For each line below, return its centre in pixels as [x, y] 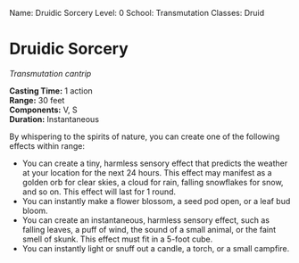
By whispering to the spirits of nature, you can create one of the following [145, 136]
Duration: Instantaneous [54, 119]
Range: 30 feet [37, 100]
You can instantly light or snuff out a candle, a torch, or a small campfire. [156, 248]
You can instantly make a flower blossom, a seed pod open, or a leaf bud [156, 201]
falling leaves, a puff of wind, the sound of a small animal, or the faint [149, 229]
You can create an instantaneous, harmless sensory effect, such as [146, 220]
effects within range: [47, 145]
